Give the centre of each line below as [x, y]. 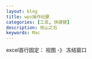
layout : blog [22, 11]
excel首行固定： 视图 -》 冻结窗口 [46, 50]
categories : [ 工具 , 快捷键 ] [38, 22]
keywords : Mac [23, 33]
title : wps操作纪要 [28, 17]
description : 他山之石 [32, 27]
